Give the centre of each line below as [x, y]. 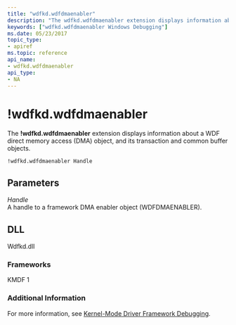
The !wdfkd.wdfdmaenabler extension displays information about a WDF [113, 134]
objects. [19, 148]
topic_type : [25, 40]
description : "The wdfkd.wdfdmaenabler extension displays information [114, 20]
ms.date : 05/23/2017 [38, 33]
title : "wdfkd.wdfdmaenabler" [52, 14]
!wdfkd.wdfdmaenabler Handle [50, 161]
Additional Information [47, 298]
